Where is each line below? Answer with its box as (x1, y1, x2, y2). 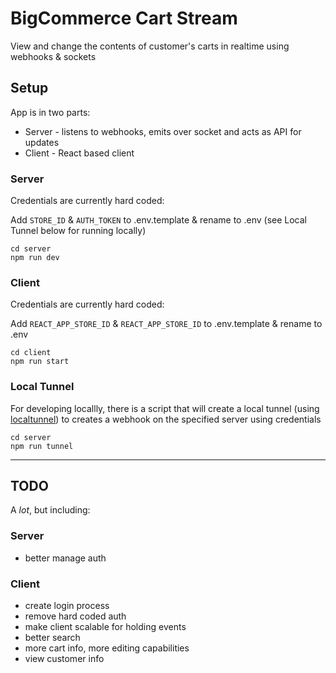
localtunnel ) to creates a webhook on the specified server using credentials (10, 413, 322, 425)
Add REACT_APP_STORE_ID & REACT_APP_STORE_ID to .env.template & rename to (10, 318, 323, 330)
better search (24, 632, 81, 644)
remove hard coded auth (24, 610, 127, 622)
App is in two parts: (10, 106, 91, 118)
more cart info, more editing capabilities (24, 642, 190, 654)
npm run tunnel (10, 441, 74, 451)
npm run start (10, 357, 70, 367)
